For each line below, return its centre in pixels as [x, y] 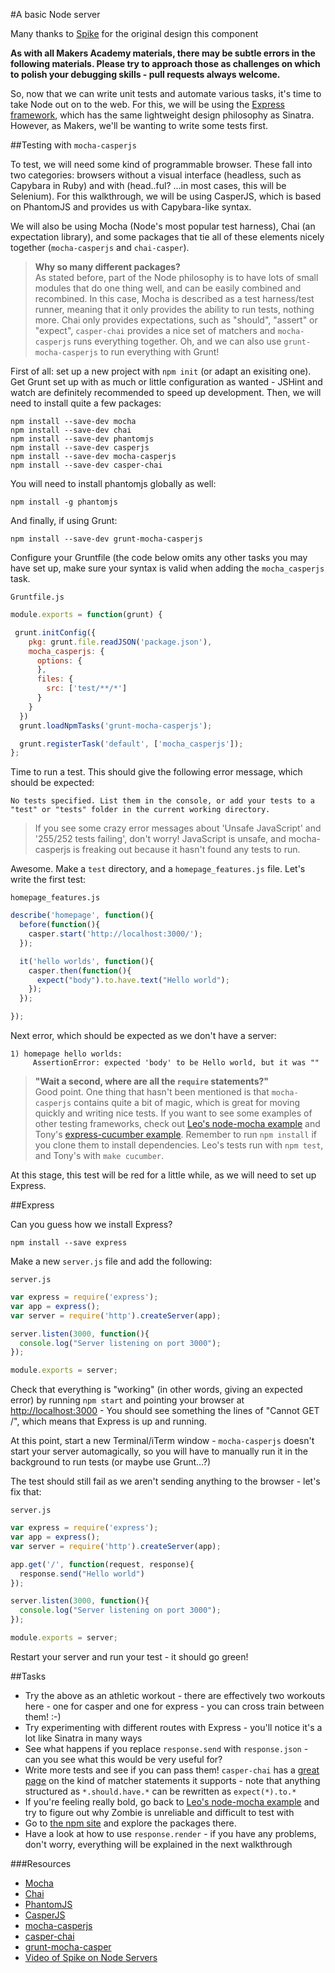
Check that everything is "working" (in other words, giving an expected [156, 1390]
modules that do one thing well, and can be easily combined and [168, 288]
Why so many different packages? [107, 267]
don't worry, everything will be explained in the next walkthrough [158, 1844]
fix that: [26, 1492]
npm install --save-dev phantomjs [82, 439]
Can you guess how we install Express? [91, 1224]
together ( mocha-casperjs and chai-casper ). [100, 247]
